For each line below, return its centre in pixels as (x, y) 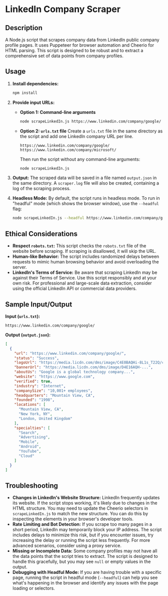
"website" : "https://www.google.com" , (54, 377)
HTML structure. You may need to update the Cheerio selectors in (80, 508)
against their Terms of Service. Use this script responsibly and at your (84, 278)
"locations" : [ (30, 405)
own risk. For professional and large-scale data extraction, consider (82, 283)
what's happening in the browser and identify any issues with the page (85, 583)
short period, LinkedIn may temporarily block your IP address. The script (87, 530)
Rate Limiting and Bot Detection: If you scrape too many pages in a (82, 524)
